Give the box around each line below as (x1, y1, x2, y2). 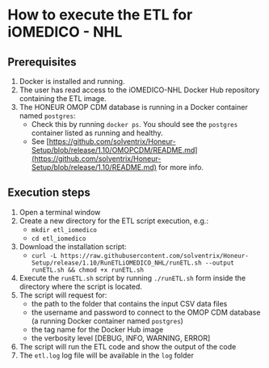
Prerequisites (7, 55, 77, 69)
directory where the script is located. (19, 281, 143, 291)
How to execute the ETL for (7, 6, 193, 24)
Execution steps (7, 186, 90, 200)
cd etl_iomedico (31, 235, 86, 243)
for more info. (158, 163, 204, 171)
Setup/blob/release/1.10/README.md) (31, 163, 157, 171)
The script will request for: (19, 290, 107, 300)
